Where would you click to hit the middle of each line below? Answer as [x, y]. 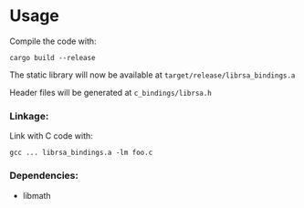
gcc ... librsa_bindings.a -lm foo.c [81, 153]
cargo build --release [52, 57]
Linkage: [29, 116]
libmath [37, 195]
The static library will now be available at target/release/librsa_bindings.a [152, 75]
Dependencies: [44, 176]
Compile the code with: [53, 41]
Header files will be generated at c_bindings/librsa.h [111, 92]
